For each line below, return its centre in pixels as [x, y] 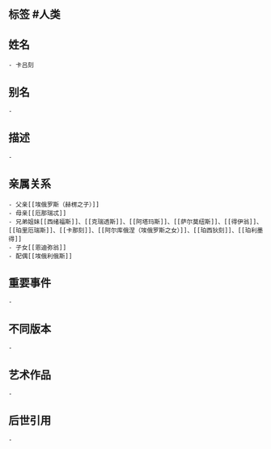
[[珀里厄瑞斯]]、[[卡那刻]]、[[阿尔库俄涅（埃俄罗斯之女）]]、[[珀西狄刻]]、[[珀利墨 [136, 230]
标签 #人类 [34, 15]
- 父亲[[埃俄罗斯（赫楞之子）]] [54, 205]
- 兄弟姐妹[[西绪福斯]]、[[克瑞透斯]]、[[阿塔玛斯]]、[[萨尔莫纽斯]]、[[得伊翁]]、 [135, 222]
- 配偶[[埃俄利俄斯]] [40, 256]
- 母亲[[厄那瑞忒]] [38, 213]
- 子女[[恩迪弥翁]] [38, 248]
